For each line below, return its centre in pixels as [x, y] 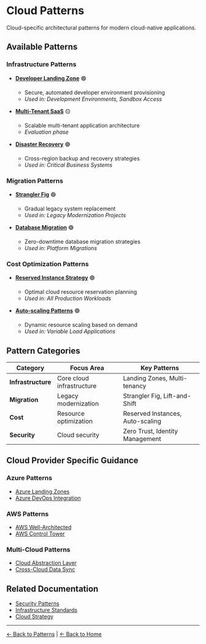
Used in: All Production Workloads [68, 299]
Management [142, 439]
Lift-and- [177, 396]
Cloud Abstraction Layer [46, 563]
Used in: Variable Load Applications [70, 331]
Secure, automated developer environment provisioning [95, 92]
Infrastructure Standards [46, 610]
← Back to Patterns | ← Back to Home [54, 634]
